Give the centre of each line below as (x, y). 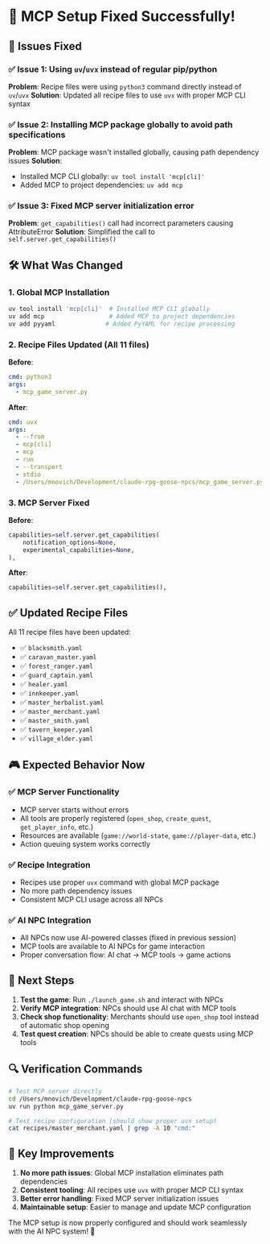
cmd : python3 (30, 377)
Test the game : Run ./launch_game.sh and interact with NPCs (121, 1000)
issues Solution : (35, 161)
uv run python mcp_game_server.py (66, 1106)
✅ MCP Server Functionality (64, 792)
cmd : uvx (23, 422)
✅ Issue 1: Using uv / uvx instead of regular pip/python (113, 69)
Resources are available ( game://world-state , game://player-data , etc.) (138, 835)
